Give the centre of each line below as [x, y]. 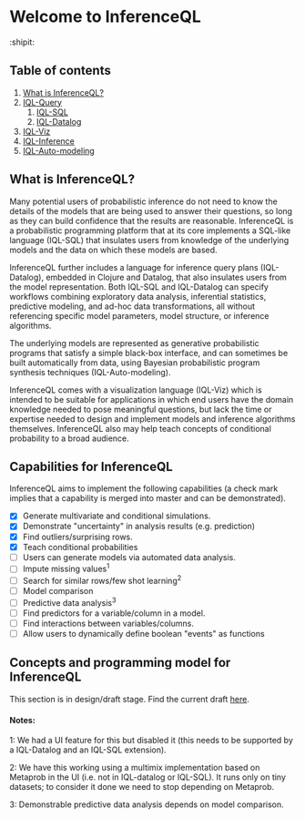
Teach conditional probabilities [80, 547]
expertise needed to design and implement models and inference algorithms [152, 419]
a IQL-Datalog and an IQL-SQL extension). [88, 750]
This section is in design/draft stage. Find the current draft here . [130, 699]
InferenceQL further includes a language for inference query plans [134, 267]
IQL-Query [42, 102]
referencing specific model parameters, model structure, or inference [139, 315]
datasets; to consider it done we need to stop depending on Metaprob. [142, 787]
